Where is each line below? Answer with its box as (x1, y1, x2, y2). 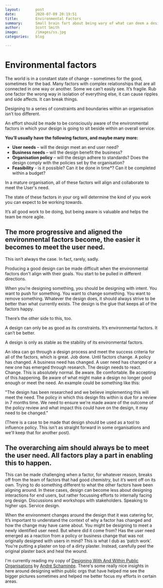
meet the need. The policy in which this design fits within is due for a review (5, 394, 157, 400)
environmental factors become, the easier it (5, 235, 141, 244)
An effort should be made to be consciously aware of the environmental (5, 120, 149, 126)
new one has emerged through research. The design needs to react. (5, 364, 142, 370)
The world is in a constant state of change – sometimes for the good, (5, 75, 143, 81)
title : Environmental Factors (5, 16, 81, 21)
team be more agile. (5, 214, 45, 219)
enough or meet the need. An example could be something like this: (5, 380, 140, 386)
